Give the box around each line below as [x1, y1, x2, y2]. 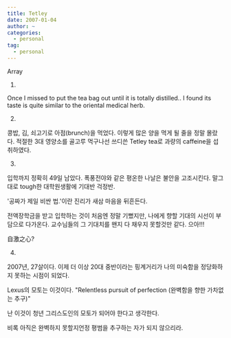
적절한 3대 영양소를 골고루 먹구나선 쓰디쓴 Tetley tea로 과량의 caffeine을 [16, 137, 212, 145]
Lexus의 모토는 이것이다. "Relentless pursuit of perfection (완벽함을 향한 [7, 286, 206, 294]
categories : [7, 29, 41, 36]
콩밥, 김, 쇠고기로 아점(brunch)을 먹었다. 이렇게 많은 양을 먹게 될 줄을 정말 [7, 128, 206, 137]
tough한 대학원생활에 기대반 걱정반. [19, 182, 115, 190]
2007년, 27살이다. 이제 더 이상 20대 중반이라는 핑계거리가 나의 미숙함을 [7, 262, 199, 271]
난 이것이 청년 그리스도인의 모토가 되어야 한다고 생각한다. [7, 308, 159, 317]
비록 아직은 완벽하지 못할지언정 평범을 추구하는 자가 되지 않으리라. [7, 324, 184, 332]
